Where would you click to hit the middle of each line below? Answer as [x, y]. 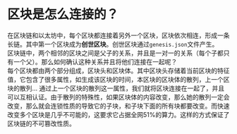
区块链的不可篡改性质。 [41, 123]
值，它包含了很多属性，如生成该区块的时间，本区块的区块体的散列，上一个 [115, 79]
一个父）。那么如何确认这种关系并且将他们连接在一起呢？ [95, 61]
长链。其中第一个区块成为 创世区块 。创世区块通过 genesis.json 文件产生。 [113, 44]
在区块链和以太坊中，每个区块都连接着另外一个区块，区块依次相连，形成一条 [119, 35]
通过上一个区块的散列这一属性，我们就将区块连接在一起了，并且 [132, 88]
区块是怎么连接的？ [63, 14]
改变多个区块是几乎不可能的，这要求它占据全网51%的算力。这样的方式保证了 [119, 114]
